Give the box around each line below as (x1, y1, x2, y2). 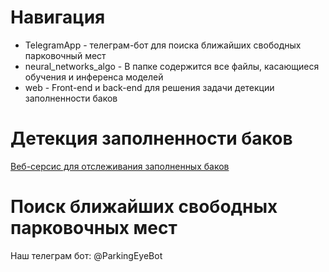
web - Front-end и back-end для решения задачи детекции (24, 81, 275, 93)
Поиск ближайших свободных (10, 196, 278, 218)
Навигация (10, 6, 106, 29)
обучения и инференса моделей (24, 71, 164, 83)
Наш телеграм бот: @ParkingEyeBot (10, 249, 163, 261)
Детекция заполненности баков (10, 127, 293, 150)
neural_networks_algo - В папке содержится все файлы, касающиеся (24, 60, 320, 72)
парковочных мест (10, 217, 178, 240)
